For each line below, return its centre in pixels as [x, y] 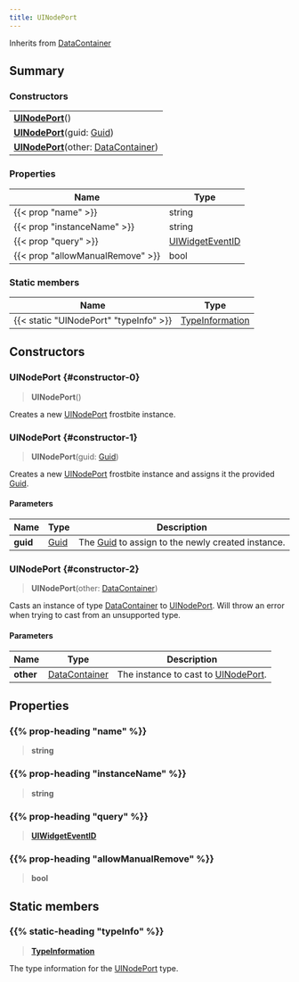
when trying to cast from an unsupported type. [95, 615]
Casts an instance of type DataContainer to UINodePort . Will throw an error [147, 606]
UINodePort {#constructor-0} [75, 377]
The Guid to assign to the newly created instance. [182, 542]
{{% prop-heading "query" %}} [79, 816]
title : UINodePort [43, 17]
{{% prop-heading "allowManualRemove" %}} [112, 859]
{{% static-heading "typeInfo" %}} [87, 931]
